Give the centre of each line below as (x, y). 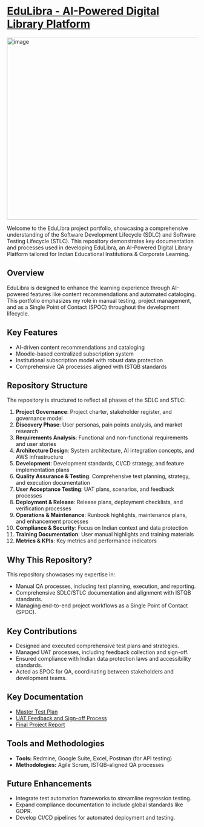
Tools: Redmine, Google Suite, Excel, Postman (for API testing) (94, 758)
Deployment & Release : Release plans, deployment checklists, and (99, 502)
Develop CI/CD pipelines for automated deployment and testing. (95, 818)
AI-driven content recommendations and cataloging (80, 347)
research (27, 431)
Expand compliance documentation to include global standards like (99, 805)
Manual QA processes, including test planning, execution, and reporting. (106, 586)
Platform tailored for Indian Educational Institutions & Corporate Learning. (98, 254)
